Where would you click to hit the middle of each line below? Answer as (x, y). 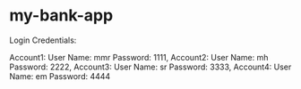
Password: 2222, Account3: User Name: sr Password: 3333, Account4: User (150, 67)
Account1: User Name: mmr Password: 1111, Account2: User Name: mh (139, 57)
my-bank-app (61, 16)
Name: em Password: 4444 (60, 76)
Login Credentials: (43, 40)
